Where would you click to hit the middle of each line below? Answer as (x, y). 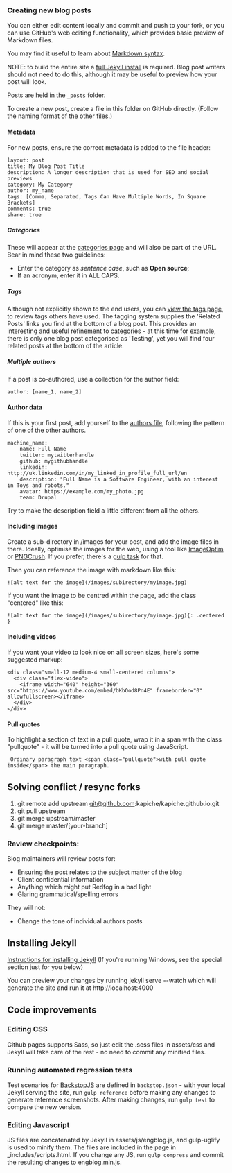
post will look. (27, 82)
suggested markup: (35, 660)
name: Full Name (43, 449)
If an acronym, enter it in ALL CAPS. (68, 275)
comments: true (29, 209)
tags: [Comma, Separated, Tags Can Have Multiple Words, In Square (107, 196)
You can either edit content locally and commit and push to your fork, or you (116, 26)
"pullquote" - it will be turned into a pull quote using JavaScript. (98, 747)
